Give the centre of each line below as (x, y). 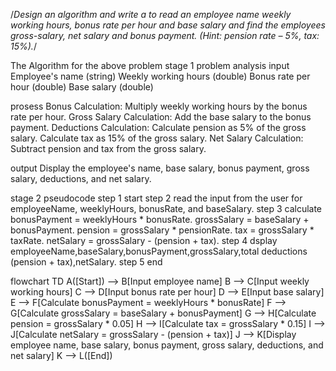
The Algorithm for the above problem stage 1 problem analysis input (150, 65)
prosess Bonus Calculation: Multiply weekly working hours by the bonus (159, 106)
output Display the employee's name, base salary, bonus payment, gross (160, 168)
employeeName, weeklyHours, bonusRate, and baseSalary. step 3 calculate (166, 208)
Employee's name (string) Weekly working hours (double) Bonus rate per (160, 76)
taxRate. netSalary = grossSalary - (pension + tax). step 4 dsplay (144, 240)
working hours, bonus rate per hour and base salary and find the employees (168, 25)
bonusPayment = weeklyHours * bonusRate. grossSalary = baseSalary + (160, 219)
